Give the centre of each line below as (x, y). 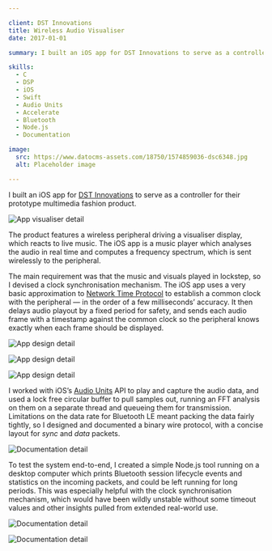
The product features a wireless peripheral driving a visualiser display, (125, 235)
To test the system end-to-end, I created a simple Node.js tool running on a (134, 464)
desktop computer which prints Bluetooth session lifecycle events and (125, 473)
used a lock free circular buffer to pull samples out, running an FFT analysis (134, 399)
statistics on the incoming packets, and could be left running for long (123, 481)
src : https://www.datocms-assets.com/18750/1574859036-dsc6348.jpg (132, 157)
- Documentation (43, 135)
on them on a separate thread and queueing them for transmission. (120, 407)
